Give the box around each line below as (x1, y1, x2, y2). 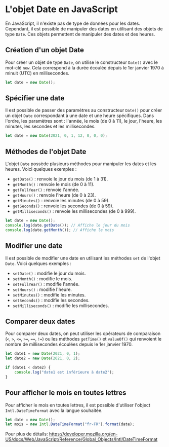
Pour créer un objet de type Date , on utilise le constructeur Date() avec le (5, 59, 158, 65)
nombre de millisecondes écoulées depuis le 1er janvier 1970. (5, 341, 133, 348)
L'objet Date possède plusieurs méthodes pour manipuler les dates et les (5, 161, 157, 167)
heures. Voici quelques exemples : (5, 166, 77, 172)
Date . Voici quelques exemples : (5, 260, 72, 267)
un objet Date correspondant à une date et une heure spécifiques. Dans (5, 113, 154, 119)
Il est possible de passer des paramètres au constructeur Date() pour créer (5, 107, 162, 114)
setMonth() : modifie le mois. (12, 275, 72, 282)
